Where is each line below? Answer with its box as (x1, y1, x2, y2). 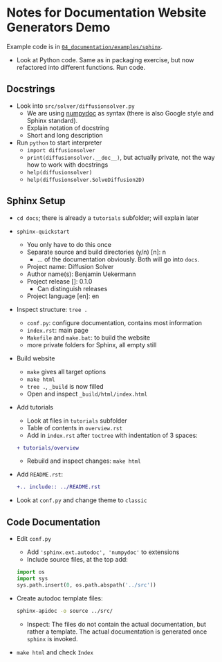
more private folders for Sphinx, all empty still (26, 340, 157, 349)
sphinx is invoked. (26, 634, 78, 643)
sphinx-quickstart (16, 228, 70, 235)
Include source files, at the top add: (26, 555, 129, 564)
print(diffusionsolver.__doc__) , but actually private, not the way (26, 153, 215, 161)
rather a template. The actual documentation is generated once (26, 627, 207, 636)
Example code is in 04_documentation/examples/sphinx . (6, 42, 163, 50)
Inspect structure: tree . (16, 305, 88, 313)
